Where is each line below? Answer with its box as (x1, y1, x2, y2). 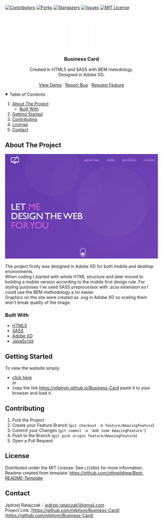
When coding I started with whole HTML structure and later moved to (5, 274, 144, 279)
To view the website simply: (5, 365, 61, 371)
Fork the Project (12, 417, 45, 423)
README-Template (5, 475, 43, 481)
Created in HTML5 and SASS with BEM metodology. (30, 67, 133, 72)
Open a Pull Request (12, 438, 53, 444)
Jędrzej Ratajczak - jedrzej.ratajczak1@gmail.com (5, 502, 105, 508)
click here (12, 375, 32, 381)
